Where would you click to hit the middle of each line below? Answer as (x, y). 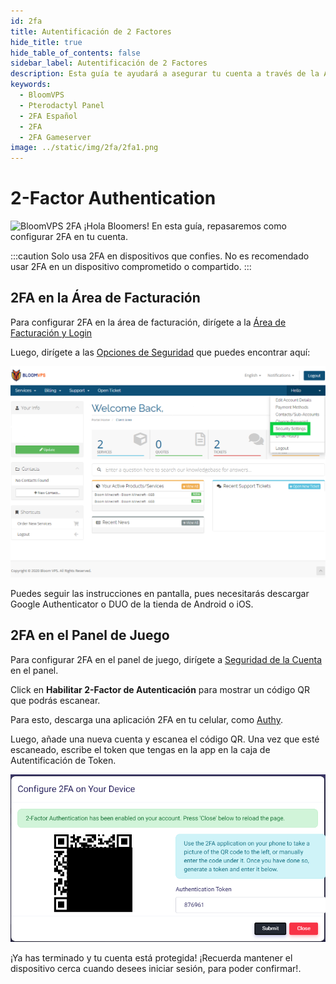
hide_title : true (46, 42)
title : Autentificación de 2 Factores (91, 31)
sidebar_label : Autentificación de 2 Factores (109, 63)
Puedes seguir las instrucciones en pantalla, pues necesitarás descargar (160, 593)
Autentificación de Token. (63, 760)
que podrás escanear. (55, 700)
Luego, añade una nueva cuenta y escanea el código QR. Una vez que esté (165, 739)
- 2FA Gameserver (55, 137)
